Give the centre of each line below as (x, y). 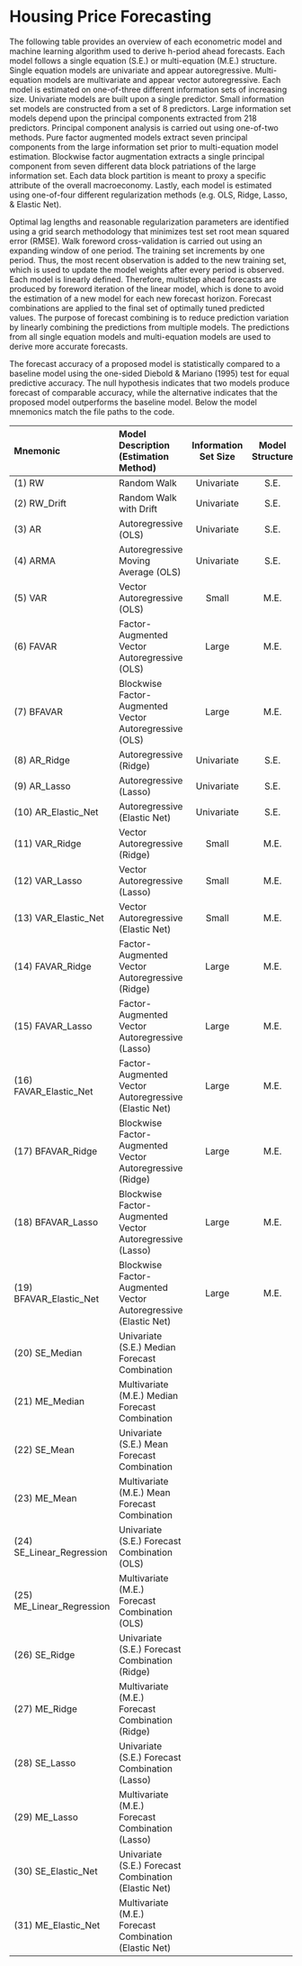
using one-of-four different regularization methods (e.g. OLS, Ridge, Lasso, (148, 195)
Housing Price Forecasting (111, 17)
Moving (134, 561)
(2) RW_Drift (40, 503)
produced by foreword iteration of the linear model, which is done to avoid (147, 288)
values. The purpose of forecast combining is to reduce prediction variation (149, 317)
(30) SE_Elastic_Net (56, 1870)
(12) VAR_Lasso (48, 881)
